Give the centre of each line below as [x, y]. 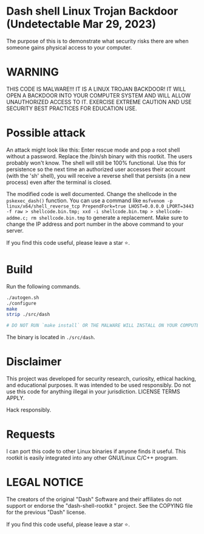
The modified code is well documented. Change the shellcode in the [92, 194]
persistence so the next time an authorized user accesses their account [96, 169]
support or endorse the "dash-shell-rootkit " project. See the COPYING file [100, 505]
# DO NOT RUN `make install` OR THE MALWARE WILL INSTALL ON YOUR [92, 326]
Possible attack [46, 133]
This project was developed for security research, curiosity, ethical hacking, [101, 379]
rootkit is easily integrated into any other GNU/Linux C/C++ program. [92, 458]
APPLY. [16, 398]
